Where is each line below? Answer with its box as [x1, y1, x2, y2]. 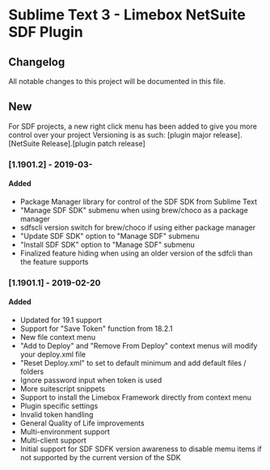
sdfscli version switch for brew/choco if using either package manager [19, 222, 256, 232]
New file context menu [19, 332, 96, 342]
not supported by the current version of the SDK [19, 453, 181, 463]
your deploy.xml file [19, 349, 86, 359]
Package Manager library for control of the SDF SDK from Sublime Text [19, 197, 257, 206]
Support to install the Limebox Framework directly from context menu [19, 392, 252, 402]
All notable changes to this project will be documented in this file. [8, 77, 226, 86]
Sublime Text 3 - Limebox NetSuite [8, 6, 247, 24]
